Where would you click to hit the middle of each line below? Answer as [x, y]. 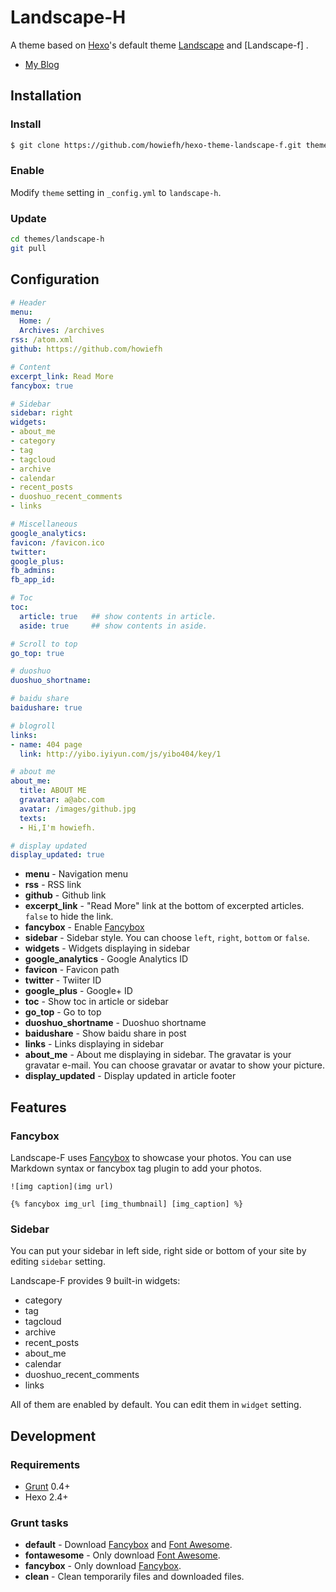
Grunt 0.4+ [47, 1486]
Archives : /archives [62, 331]
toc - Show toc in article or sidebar [96, 1002]
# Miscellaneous [44, 524]
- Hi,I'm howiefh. [58, 827]
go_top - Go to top [63, 1012]
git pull [28, 248]
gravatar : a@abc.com [62, 800]
